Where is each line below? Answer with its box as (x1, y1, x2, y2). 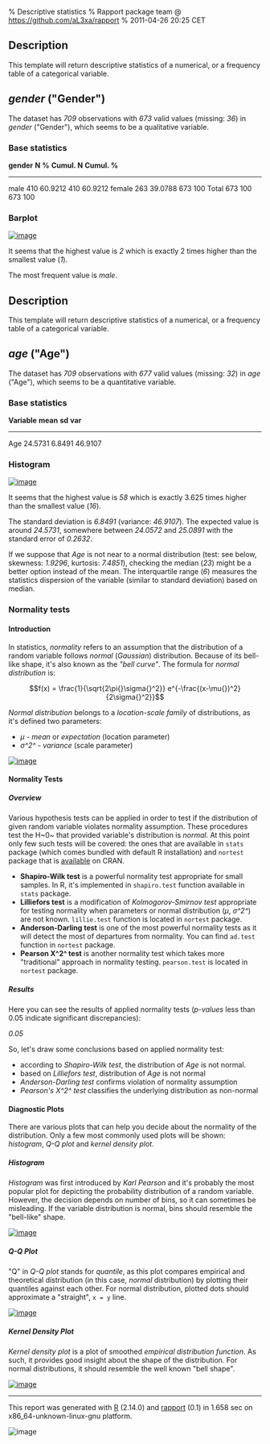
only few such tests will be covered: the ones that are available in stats (8, 839, 244, 849)
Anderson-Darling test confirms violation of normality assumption (19, 1077, 238, 1087)
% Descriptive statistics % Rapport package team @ (8, 7, 182, 16)
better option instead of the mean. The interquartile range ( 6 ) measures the (8, 567, 257, 576)
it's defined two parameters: (8, 716, 102, 726)
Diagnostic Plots (8, 1104, 64, 1113)
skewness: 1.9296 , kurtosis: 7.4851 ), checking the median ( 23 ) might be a (8, 558, 252, 568)
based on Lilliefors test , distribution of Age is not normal (19, 1068, 207, 1079)
